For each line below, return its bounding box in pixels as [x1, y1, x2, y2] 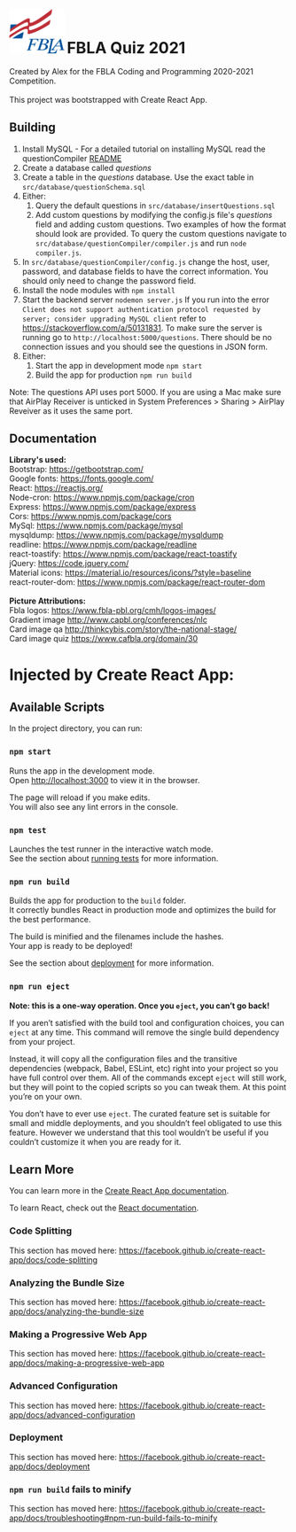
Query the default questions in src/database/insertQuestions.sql [35, 199, 277, 211]
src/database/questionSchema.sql [21, 183, 146, 191]
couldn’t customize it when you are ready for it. [9, 1136, 182, 1147]
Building [9, 120, 56, 136]
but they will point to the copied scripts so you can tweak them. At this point [9, 1081, 286, 1093]
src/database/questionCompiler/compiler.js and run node [35, 237, 247, 248]
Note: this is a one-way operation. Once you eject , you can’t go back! [9, 1000, 270, 1011]
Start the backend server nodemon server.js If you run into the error [21, 294, 270, 305]
